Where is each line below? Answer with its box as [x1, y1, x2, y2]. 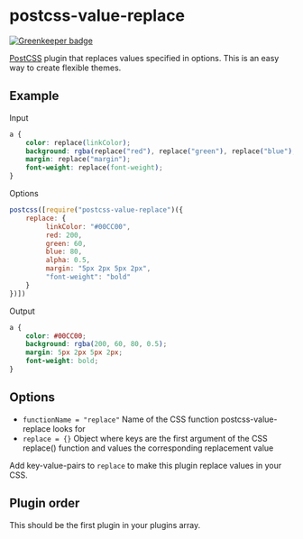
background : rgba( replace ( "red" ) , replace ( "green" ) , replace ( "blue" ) [25, 146, 293, 156]
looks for [52, 423, 86, 434]
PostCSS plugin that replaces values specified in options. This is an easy [9, 52, 280, 63]
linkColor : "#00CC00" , [45, 222, 131, 231]
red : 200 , [45, 231, 83, 240]
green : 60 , [45, 239, 87, 248]
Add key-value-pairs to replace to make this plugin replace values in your [9, 460, 282, 470]
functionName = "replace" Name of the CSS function [22, 414, 219, 425]
